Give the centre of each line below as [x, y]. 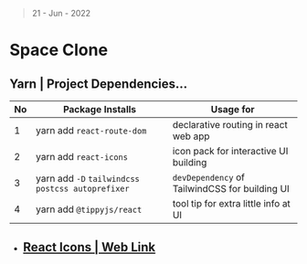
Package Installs [100, 109]
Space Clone [58, 50]
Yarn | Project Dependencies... [99, 84]
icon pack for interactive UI [230, 151]
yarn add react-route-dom [91, 130]
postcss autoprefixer [83, 189]
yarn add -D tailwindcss [88, 179]
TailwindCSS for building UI [231, 189]
